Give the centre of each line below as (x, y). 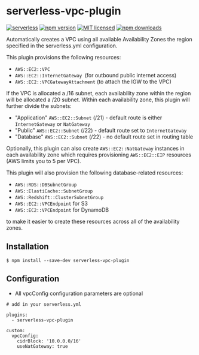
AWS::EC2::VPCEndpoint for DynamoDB (62, 210)
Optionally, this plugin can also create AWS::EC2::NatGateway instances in (95, 148)
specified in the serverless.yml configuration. (62, 46)
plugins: (17, 315)
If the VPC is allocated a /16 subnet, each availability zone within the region (99, 93)
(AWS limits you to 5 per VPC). (44, 161)
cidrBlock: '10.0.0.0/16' (49, 341)
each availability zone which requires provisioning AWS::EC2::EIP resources (99, 155)
